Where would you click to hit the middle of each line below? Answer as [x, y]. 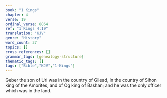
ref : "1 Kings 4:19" [27, 29]
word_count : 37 [21, 43]
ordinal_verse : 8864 [27, 24]
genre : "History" [23, 38]
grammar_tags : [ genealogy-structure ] [45, 57]
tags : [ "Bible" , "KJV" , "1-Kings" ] [40, 66]
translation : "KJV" [26, 33]
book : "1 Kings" [22, 10]
